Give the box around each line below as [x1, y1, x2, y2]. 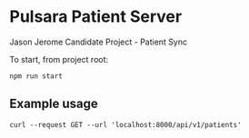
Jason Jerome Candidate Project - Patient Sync [9, 36, 188, 47]
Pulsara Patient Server [9, 6, 183, 27]
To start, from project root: [9, 54, 109, 64]
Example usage [9, 96, 98, 112]
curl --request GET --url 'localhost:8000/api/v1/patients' [9, 120, 243, 129]
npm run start [9, 71, 64, 81]
